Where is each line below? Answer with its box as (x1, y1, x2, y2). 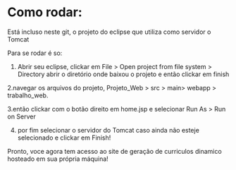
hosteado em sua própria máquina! (7, 154, 109, 163)
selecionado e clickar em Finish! (17, 133, 111, 142)
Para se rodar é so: (7, 49, 63, 57)
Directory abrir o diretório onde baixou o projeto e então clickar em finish (17, 70, 230, 78)
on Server (7, 112, 37, 121)
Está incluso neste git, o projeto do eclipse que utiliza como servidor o (7, 28, 211, 36)
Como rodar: (7, 4, 82, 20)
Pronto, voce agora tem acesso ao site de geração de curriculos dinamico (7, 147, 222, 155)
